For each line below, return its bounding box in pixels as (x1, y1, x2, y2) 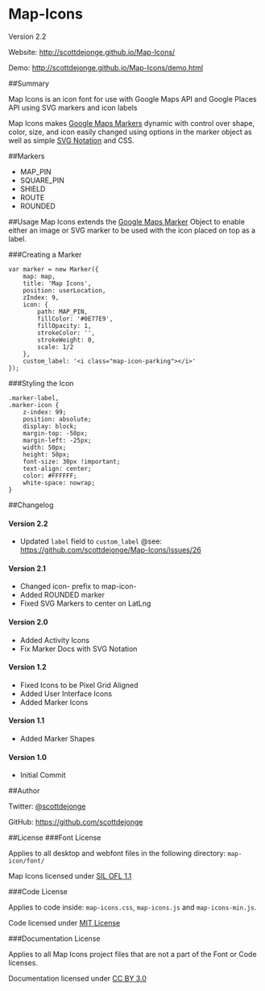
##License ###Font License (8, 833, 101, 842)
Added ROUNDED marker (19, 590, 105, 600)
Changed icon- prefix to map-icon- (19, 582, 137, 591)
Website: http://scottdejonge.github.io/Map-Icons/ (8, 47, 176, 57)
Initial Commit (19, 771, 66, 780)
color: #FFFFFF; (23, 472, 78, 480)
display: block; (23, 422, 78, 430)
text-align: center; (23, 464, 92, 472)
